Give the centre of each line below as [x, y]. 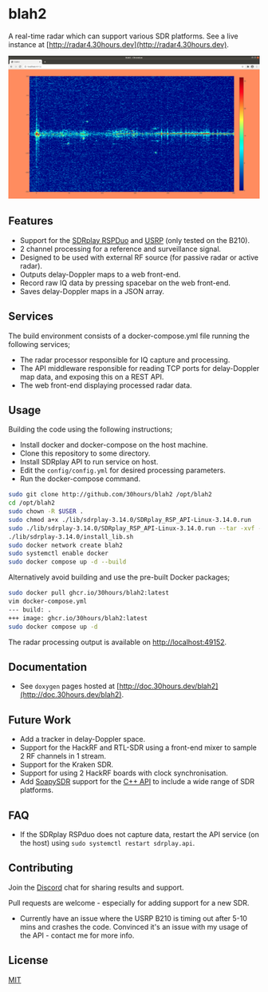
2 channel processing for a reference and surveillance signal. [120, 249]
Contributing [41, 868]
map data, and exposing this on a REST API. [92, 376]
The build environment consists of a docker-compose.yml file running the [129, 336]
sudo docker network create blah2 [66, 545]
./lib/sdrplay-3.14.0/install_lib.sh [71, 536]
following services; [39, 344]
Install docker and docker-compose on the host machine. [114, 445]
